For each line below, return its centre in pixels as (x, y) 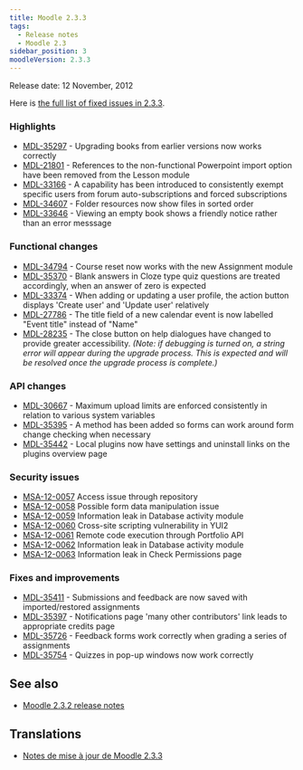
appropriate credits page (69, 626)
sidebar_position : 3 (48, 52)
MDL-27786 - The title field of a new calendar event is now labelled (148, 314)
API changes (38, 385)
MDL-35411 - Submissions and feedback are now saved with (135, 597)
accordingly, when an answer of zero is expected (114, 285)
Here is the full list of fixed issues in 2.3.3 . (87, 103)
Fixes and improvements (65, 578)
